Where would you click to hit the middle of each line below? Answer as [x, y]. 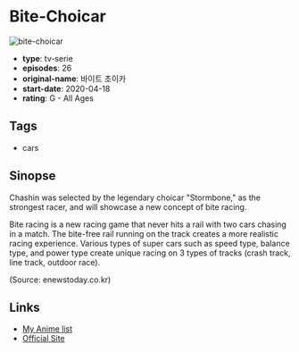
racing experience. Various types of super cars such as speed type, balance [149, 243]
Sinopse [33, 176]
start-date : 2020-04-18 [66, 88]
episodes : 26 [47, 68]
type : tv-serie [47, 58]
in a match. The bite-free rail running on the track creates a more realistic [144, 233]
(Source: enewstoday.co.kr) [60, 280]
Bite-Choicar [58, 17]
